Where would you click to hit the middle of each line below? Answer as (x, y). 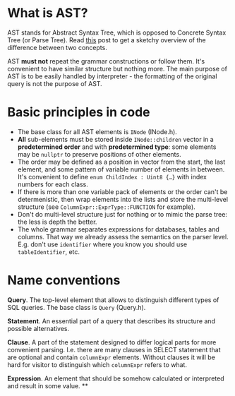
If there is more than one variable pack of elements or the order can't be (122, 191)
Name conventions (64, 281)
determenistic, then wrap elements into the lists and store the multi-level (122, 199)
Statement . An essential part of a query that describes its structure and (111, 321)
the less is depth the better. (57, 222)
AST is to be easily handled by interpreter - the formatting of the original (112, 76)
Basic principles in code (79, 113)
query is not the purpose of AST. (55, 83)
